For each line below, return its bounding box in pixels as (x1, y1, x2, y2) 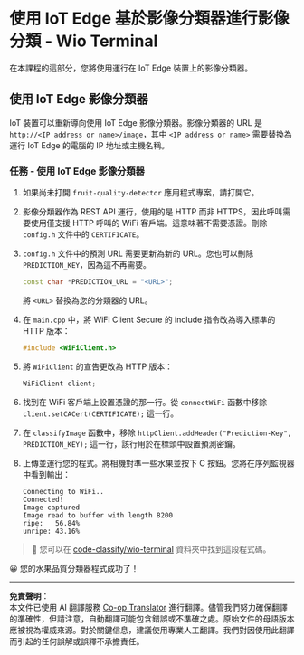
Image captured (22, 503, 81, 512)
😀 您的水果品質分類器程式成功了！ (9, 563, 139, 574)
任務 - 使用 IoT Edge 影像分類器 (9, 165, 145, 177)
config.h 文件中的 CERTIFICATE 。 (22, 229, 145, 240)
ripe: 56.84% (22, 518, 81, 527)
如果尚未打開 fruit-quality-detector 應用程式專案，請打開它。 (22, 187, 260, 198)
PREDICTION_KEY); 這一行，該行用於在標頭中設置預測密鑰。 (22, 438, 242, 449)
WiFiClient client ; (22, 379, 97, 388)
